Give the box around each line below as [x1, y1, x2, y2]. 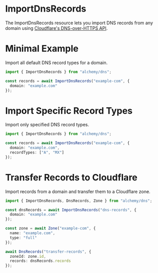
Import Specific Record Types [5, 105, 133, 116]
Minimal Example [5, 43, 79, 55]
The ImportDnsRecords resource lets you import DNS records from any [5, 20, 153, 26]
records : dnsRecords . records [10, 258, 71, 263]
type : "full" [10, 235, 37, 240]
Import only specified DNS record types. [5, 122, 89, 128]
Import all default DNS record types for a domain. [5, 59, 108, 66]
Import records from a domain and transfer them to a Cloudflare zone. [5, 188, 150, 195]
